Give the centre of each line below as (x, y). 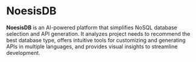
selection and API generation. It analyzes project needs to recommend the (98, 33)
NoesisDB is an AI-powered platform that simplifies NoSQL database (92, 27)
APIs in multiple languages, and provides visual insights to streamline (92, 46)
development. (23, 52)
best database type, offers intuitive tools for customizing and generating (96, 40)
